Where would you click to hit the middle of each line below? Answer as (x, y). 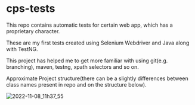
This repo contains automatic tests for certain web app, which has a (89, 25)
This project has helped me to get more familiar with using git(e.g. (87, 61)
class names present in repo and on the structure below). (77, 84)
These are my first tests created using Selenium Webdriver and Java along (98, 43)
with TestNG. (22, 49)
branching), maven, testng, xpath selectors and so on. (72, 66)
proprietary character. (33, 31)
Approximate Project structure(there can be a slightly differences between (97, 78)
